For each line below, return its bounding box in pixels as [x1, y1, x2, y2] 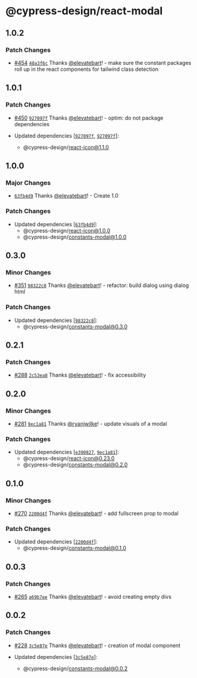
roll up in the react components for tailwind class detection [14, 65, 159, 73]
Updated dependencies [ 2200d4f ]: [14, 538, 98, 545]
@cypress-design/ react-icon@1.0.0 [23, 227, 111, 234]
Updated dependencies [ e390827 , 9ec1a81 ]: [14, 448, 120, 456]
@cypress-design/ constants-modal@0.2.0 [23, 461, 128, 468]
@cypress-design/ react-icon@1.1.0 [23, 143, 110, 151]
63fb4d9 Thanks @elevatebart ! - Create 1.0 [14, 192, 118, 199]
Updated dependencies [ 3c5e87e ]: [14, 653, 98, 660]
